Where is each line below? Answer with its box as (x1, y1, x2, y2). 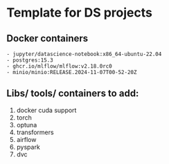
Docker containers (6, 33, 89, 44)
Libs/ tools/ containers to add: (6, 88, 139, 100)
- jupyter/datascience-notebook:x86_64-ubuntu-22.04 (6, 51, 162, 57)
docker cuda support (16, 106, 77, 114)
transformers (16, 128, 54, 136)
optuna (16, 120, 37, 129)
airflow (16, 135, 37, 143)
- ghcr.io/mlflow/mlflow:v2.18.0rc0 (6, 63, 112, 70)
